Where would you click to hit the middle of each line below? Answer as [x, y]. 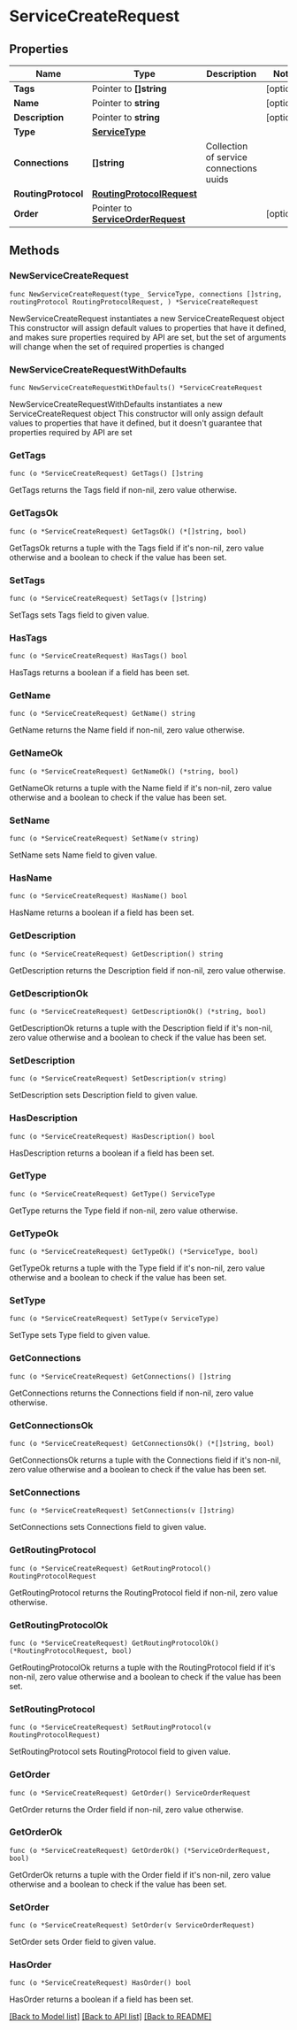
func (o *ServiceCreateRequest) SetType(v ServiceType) [114, 1319]
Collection [227, 146]
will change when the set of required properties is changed [117, 346]
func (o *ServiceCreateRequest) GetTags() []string [106, 474]
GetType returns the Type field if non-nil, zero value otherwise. [124, 1211]
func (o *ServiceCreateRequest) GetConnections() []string [120, 1376]
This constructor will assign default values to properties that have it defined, [148, 327]
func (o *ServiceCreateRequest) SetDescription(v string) [118, 1079]
